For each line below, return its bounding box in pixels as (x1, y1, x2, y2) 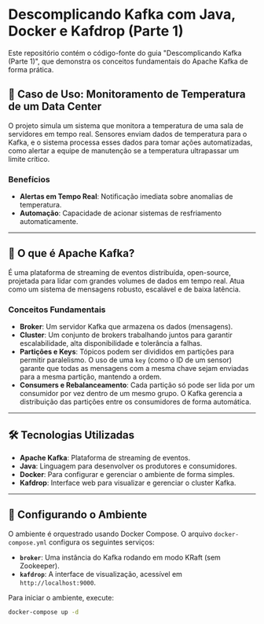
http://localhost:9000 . (19, 578, 97, 587)
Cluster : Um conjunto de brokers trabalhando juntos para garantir (19, 330, 233, 340)
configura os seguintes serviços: (48, 537, 155, 547)
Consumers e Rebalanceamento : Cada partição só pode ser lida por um (19, 380, 255, 390)
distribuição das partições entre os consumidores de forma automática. (19, 397, 251, 406)
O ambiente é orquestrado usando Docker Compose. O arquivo (8, 529, 213, 538)
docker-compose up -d (8, 607, 79, 616)
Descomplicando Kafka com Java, (8, 6, 236, 24)
